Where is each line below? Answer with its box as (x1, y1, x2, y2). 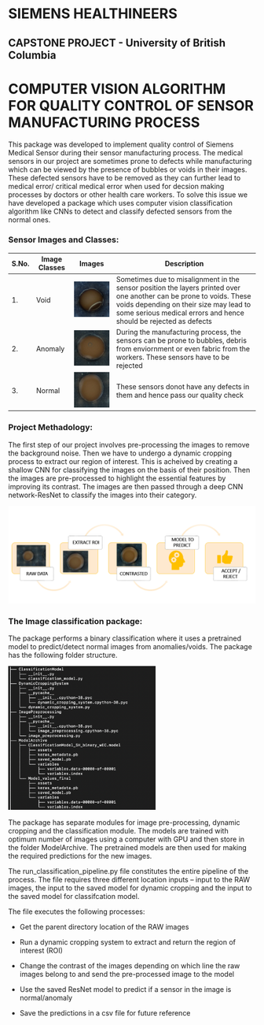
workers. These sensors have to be (115, 352, 230, 362)
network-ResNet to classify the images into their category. (8, 490, 197, 500)
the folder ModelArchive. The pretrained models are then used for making (8, 843, 247, 852)
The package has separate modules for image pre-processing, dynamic (8, 818, 241, 827)
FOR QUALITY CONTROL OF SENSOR (8, 96, 254, 114)
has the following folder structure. (8, 650, 118, 659)
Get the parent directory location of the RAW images (19, 923, 189, 932)
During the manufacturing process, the (115, 327, 241, 336)
